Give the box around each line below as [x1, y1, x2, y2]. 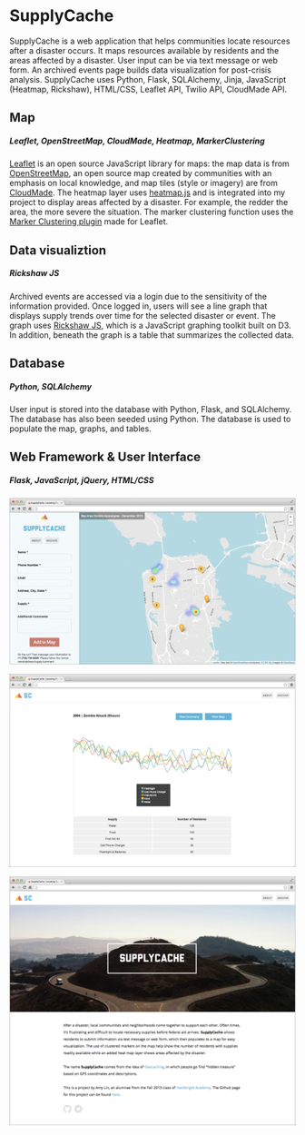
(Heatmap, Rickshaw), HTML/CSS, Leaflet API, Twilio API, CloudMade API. [9, 84, 288, 94]
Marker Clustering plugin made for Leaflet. [9, 216, 169, 227]
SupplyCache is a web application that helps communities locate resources [9, 35, 290, 46]
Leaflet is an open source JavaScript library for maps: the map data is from [9, 158, 290, 169]
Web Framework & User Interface [9, 449, 202, 465]
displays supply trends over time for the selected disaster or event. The [9, 310, 277, 321]
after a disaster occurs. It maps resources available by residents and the [9, 44, 280, 55]
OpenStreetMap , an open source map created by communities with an [9, 168, 272, 179]
